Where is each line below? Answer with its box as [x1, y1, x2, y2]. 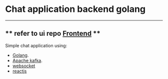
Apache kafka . [12, 57, 42, 63]
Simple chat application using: [5, 42, 67, 48]
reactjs [12, 68, 27, 74]
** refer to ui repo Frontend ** [5, 29, 101, 38]
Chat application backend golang [5, 3, 146, 15]
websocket [12, 63, 35, 69]
